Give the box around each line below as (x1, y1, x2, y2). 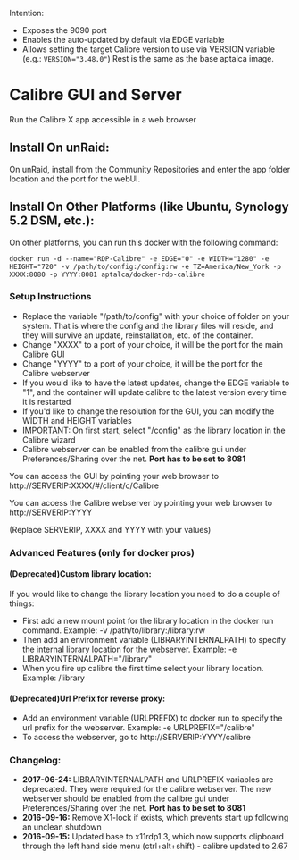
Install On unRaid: (9, 140, 110, 156)
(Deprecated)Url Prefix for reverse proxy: (9, 693, 166, 704)
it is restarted (21, 396, 71, 407)
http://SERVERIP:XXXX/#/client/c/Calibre (9, 480, 159, 491)
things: (9, 598, 35, 609)
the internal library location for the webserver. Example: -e (21, 644, 237, 654)
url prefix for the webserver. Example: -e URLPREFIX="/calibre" (21, 722, 256, 733)
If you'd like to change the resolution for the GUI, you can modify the (21, 406, 275, 417)
